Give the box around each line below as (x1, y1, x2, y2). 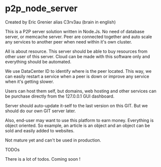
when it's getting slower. (5, 79, 54, 84)
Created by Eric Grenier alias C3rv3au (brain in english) (5, 19, 116, 25)
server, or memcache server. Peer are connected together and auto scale (5, 34, 152, 40)
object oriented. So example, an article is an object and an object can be (5, 123, 150, 128)
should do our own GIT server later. (5, 108, 76, 114)
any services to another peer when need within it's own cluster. (5, 39, 132, 44)
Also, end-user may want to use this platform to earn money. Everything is (5, 117, 154, 123)
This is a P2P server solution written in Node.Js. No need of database (5, 28, 144, 34)
